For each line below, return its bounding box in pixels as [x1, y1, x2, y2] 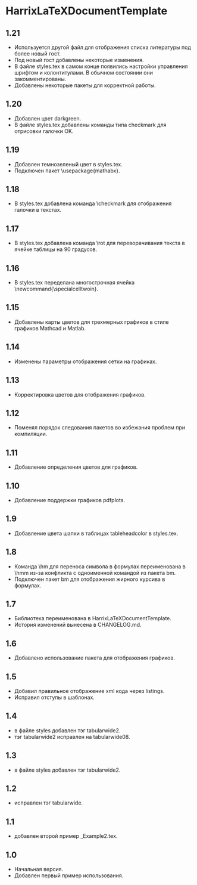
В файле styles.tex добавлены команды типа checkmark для [14, 121, 167, 128]
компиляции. [14, 431, 48, 438]
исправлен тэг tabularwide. [14, 799, 83, 806]
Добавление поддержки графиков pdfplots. [14, 496, 126, 503]
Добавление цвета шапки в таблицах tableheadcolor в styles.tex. [14, 530, 179, 537]
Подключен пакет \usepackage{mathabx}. [14, 167, 120, 174]
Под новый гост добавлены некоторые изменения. [14, 57, 144, 63]
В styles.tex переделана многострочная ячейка [14, 279, 135, 286]
